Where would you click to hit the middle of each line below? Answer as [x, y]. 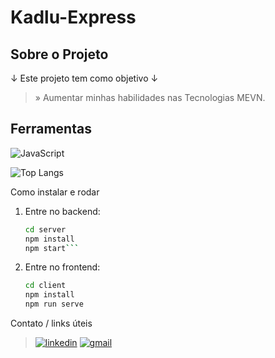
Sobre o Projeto [59, 54]
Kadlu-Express [73, 17]
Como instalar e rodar [55, 192]
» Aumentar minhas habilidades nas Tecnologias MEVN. [150, 97]
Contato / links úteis [51, 323]
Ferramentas [51, 129]
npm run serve [54, 304]
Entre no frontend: [62, 267]
